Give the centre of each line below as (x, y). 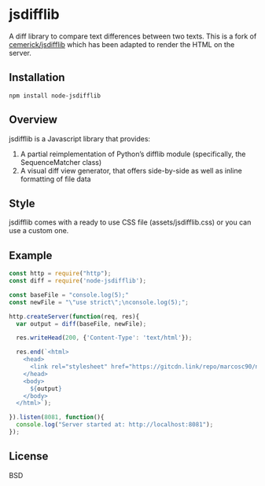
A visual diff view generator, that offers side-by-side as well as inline (131, 170)
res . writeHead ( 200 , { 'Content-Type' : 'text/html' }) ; (104, 338)
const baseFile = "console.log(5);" (69, 295)
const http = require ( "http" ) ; (60, 274)
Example (31, 256)
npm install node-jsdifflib (55, 96)
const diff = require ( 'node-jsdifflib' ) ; (78, 281)
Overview (33, 120)
